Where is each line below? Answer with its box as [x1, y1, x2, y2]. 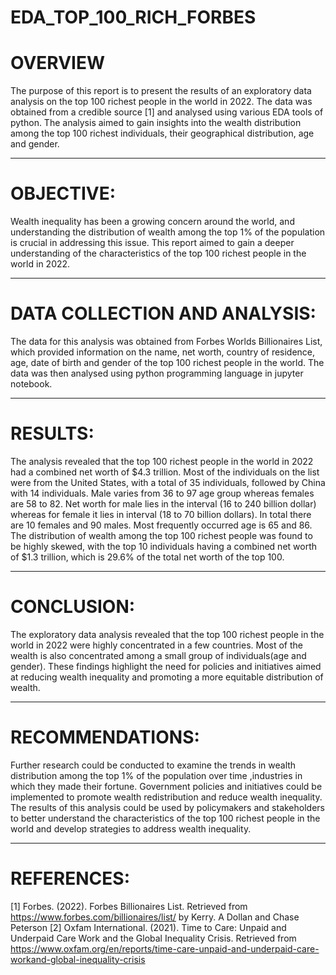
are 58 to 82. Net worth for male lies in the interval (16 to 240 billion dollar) [10, 497, 317, 510]
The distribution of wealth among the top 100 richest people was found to [10, 529, 313, 541]
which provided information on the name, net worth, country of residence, [10, 346, 316, 358]
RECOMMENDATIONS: [10, 726, 200, 749]
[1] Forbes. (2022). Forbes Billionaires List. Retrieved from [10, 900, 248, 912]
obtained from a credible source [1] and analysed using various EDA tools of [10, 106, 324, 118]
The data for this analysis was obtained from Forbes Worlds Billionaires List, [10, 336, 323, 347]
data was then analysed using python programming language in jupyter [10, 367, 304, 379]
